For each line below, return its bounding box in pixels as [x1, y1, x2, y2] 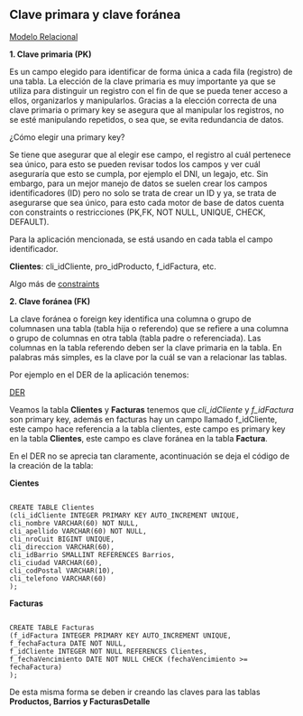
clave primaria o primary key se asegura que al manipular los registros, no [9, 104, 284, 116]
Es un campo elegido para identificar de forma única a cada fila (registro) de [9, 66, 293, 77]
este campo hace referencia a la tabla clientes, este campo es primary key [9, 423, 286, 434]
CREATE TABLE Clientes [9, 503, 95, 512]
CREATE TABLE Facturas [9, 623, 95, 632]
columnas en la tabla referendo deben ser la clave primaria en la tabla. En [9, 342, 282, 353]
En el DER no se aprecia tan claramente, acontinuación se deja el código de [9, 451, 290, 461]
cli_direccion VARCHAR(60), [9, 542, 115, 552]
